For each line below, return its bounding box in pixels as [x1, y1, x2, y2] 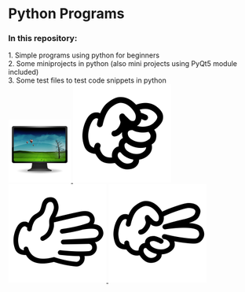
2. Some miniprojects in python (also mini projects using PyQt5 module [8, 59, 238, 68]
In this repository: [8, 33, 78, 44]
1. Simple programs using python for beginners [8, 50, 159, 60]
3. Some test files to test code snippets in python [8, 76, 166, 85]
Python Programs [8, 5, 125, 23]
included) [8, 68, 39, 77]
